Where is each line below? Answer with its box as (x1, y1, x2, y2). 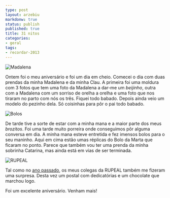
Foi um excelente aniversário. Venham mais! (5, 187, 97, 193)
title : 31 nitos (5, 31, 40, 36)
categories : (5, 36, 30, 41)
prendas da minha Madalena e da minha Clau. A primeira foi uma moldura (5, 79, 159, 85)
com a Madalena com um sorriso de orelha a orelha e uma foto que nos (5, 90, 155, 96)
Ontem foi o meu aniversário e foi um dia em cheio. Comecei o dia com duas (5, 74, 165, 80)
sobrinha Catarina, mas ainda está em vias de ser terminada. (5, 147, 132, 153)
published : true (5, 26, 40, 31)
